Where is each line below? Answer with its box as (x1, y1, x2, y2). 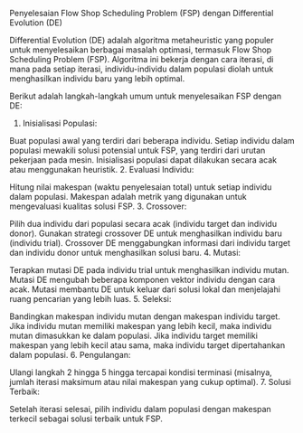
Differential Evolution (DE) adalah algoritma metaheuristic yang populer (9, 35, 274, 45)
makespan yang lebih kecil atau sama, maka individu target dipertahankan (9, 340, 286, 351)
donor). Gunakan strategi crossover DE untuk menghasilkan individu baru (9, 228, 283, 239)
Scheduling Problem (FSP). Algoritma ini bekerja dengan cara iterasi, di (9, 54, 274, 64)
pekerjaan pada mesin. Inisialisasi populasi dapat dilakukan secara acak (9, 155, 278, 165)
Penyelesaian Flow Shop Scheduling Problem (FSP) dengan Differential (9, 8, 274, 18)
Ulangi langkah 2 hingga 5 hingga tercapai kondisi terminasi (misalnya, (9, 367, 273, 378)
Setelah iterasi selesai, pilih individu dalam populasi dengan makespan (9, 404, 271, 414)
